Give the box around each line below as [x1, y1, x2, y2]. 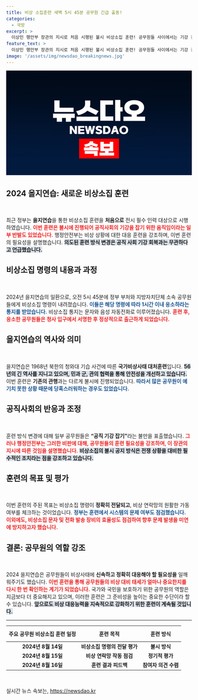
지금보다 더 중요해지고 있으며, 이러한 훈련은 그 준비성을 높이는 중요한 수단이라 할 [6, 593, 190, 600]
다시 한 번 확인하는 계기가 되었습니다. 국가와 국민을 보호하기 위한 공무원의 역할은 [6, 586, 189, 593]
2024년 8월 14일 [22, 643, 63, 650]
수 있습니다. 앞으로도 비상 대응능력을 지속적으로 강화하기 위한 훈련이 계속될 [6, 601, 176, 608]
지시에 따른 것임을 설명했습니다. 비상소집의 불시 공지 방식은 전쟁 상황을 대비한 [6, 447, 182, 454]
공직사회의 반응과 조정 [6, 404, 81, 414]
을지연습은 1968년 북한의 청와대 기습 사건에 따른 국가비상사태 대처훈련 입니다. [6, 362, 183, 370]
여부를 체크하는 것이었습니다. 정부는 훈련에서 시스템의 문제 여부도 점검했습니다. [6, 509, 186, 516]
